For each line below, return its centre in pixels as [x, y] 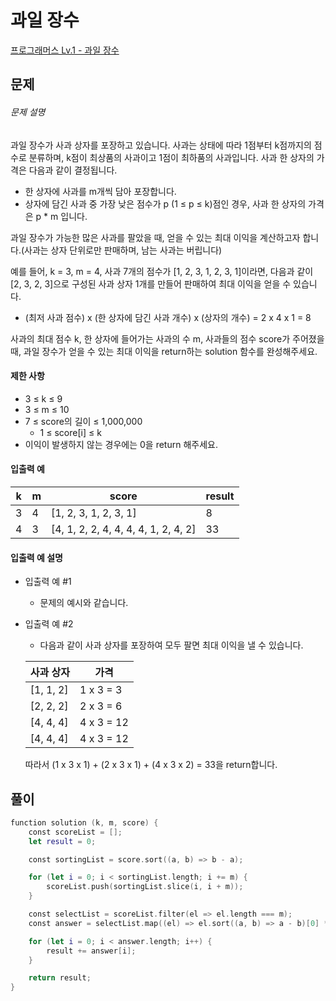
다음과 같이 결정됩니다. [73, 170]
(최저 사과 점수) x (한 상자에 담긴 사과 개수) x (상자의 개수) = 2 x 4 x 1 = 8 [168, 317]
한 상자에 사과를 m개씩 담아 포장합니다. [100, 191]
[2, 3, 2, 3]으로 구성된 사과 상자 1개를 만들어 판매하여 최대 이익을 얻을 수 [151, 283]
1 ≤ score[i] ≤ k [70, 432]
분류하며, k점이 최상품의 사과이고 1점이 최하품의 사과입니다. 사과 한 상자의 [171, 157]
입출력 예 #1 [48, 582]
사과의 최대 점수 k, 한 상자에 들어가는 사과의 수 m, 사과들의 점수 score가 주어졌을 [167, 338]
